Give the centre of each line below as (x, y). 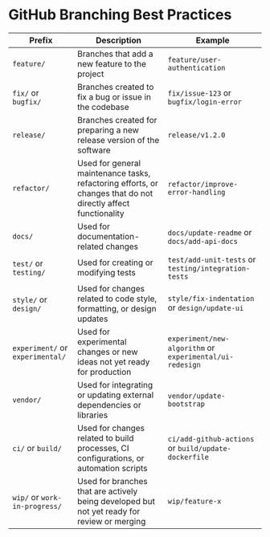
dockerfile (188, 457)
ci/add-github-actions (211, 439)
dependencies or (110, 405)
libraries (93, 415)
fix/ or (26, 92)
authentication (196, 67)
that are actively (108, 491)
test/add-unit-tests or (212, 259)
